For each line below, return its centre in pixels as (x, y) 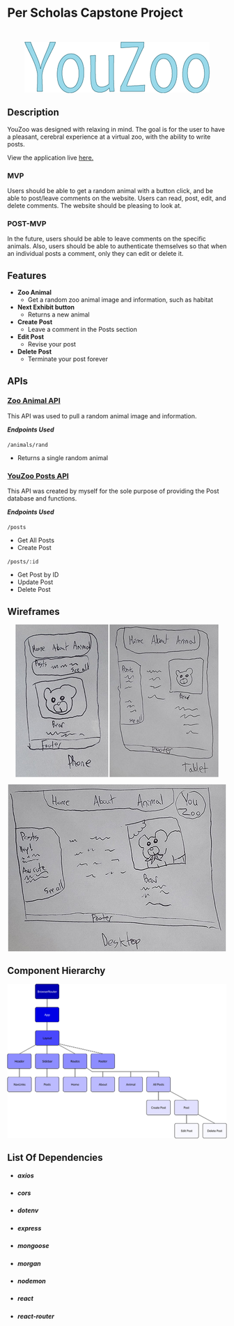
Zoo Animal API (34, 401)
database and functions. (42, 498)
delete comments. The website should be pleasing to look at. (95, 206)
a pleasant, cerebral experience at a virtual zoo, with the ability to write (109, 137)
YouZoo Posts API (38, 475)
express (29, 1228)
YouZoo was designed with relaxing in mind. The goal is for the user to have (116, 129)
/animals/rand (28, 445)
